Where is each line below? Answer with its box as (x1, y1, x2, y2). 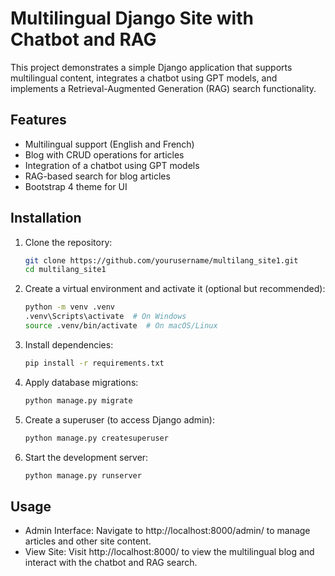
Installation (10, 210, 82, 227)
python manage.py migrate (24, 395, 133, 406)
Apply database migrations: (24, 376, 139, 388)
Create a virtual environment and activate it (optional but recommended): (24, 283, 326, 295)
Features (10, 112, 67, 129)
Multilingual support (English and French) (24, 138, 195, 150)
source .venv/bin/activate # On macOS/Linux (24, 321, 218, 331)
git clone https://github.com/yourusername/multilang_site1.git (24, 255, 299, 266)
